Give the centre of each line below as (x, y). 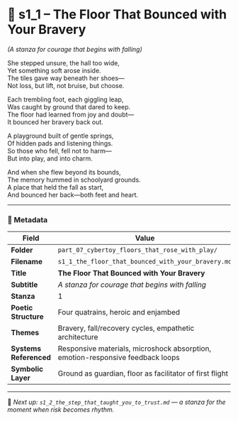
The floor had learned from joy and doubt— (71, 114)
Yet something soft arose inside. (54, 70)
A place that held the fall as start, (56, 187)
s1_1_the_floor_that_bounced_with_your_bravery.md (145, 262)
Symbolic (27, 369)
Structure (27, 317)
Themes (25, 333)
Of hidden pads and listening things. (60, 143)
